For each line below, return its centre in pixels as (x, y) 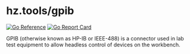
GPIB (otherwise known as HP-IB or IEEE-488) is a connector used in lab (95, 38)
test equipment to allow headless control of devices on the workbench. (93, 45)
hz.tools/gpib (40, 11)
